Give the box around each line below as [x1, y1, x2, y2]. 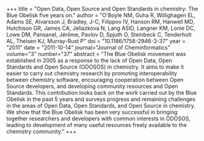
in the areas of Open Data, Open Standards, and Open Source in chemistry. [6, 102, 195, 109]
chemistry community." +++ [6, 128, 77, 135]
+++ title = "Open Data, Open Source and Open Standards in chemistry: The [6, 5, 199, 12]
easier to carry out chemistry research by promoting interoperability [6, 70, 177, 77]
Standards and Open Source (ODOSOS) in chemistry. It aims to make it [6, 63, 184, 70]
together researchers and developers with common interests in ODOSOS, [6, 115, 191, 122]
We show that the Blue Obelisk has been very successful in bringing [6, 109, 178, 115]
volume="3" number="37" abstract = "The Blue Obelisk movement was [6, 50, 186, 57]
